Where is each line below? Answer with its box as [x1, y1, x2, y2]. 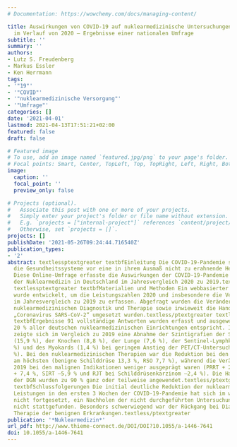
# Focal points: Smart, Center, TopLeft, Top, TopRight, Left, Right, [7, 160, 219, 168]
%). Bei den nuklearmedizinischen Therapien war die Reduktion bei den [13, 350, 229, 357]
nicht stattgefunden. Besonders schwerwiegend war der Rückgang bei [13, 403, 219, 410]
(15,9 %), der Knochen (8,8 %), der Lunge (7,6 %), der [13, 338, 181, 345]
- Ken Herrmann [7, 68, 52, 76]
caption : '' [13, 174, 49, 181]
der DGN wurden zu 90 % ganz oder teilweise [13, 377, 147, 384]
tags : [7, 76, 23, 83]
